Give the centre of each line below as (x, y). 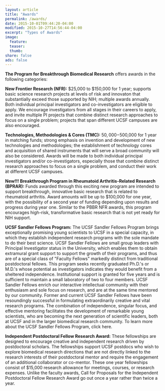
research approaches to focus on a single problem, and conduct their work (81, 166)
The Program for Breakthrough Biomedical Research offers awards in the (80, 74)
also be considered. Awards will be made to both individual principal (74, 156)
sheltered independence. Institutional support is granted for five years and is (82, 274)
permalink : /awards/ (26, 19)
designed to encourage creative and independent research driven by (75, 342)
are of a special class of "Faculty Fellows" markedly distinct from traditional (82, 259)
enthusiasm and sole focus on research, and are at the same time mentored (82, 290)
